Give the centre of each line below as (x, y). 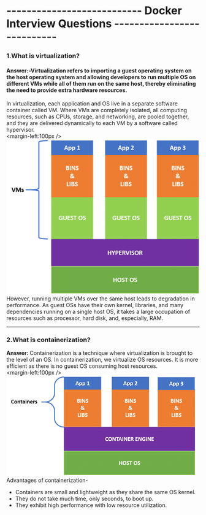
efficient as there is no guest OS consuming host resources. (82, 366)
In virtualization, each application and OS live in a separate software (92, 104)
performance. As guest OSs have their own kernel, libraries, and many (95, 305)
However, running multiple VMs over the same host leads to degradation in (101, 299)
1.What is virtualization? (43, 56)
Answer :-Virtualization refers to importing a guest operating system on (99, 71)
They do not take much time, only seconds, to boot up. (84, 498)
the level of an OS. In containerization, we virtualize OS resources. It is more (102, 360)
